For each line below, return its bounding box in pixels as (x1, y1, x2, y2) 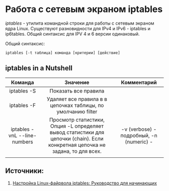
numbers (12, 138, 34, 145)
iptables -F (9, 102, 36, 109)
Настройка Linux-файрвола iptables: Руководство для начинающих (12, 180, 157, 186)
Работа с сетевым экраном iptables (5, 4, 163, 15)
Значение (64, 79, 90, 86)
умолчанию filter (56, 108, 98, 115)
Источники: (5, 167, 44, 175)
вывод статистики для (49, 129, 105, 136)
